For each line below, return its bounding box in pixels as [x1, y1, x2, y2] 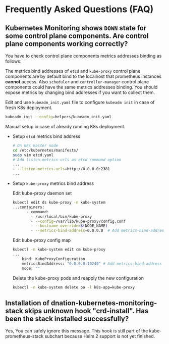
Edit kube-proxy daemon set [12, 190, 72, 196]
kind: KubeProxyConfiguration [22, 256, 85, 261]
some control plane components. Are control [5, 31, 149, 40]
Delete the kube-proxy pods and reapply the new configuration [12, 275, 144, 281]
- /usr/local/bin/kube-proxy [31, 214, 92, 219]
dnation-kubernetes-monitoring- [50, 299, 157, 307]
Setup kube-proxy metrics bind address [12, 180, 94, 186]
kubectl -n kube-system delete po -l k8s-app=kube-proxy [12, 284, 135, 290]
